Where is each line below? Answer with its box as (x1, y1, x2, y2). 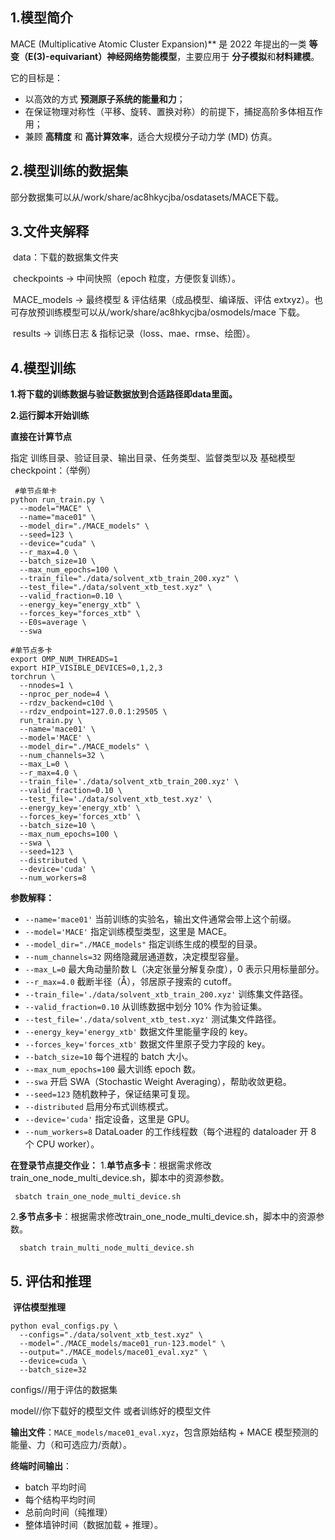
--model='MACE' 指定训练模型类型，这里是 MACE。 (24, 926, 233, 938)
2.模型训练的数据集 (10, 163, 129, 180)
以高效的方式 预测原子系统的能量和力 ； (24, 93, 186, 105)
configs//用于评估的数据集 (10, 1384, 118, 1396)
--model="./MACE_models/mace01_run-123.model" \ (19, 1339, 226, 1349)
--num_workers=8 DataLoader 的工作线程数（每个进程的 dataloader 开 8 (24, 1126, 317, 1138)
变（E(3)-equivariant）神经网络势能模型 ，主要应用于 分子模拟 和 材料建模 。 (10, 50, 320, 62)
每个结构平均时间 (24, 1494, 96, 1506)
